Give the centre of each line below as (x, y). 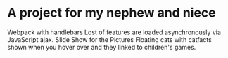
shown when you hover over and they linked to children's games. (102, 47)
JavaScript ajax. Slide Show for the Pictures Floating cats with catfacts (110, 39)
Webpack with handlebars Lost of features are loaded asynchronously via (114, 32)
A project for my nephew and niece (112, 13)
